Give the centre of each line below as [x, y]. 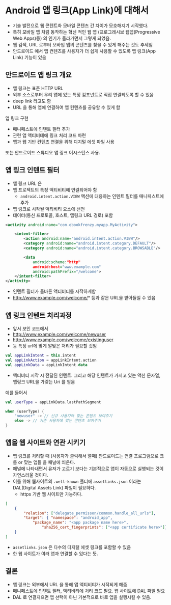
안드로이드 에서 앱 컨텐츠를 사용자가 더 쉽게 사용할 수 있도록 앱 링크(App [84, 51]
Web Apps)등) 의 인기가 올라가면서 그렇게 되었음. [62, 38]
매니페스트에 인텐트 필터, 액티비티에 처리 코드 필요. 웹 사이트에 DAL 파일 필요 [89, 591]
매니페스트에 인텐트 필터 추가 [41, 129]
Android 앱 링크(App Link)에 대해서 [77, 10]
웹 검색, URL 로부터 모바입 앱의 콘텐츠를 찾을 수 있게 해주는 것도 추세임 [83, 44]
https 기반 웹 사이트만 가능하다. [51, 494]
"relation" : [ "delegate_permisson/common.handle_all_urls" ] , [90, 513]
